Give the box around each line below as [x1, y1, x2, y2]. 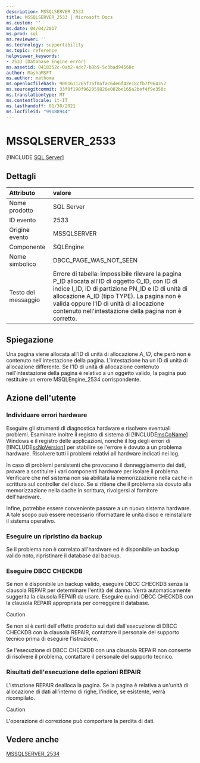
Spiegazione [6, 334, 54, 345]
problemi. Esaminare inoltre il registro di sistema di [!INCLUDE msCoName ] [6, 430, 189, 438]
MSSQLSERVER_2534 [6, 750, 60, 758]
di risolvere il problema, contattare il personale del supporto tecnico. [6, 653, 174, 660]
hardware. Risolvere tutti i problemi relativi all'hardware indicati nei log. [6, 449, 180, 457]
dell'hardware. [6, 493, 42, 500]
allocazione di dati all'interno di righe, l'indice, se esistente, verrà [6, 688, 165, 695]
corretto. [52, 314, 77, 322]
